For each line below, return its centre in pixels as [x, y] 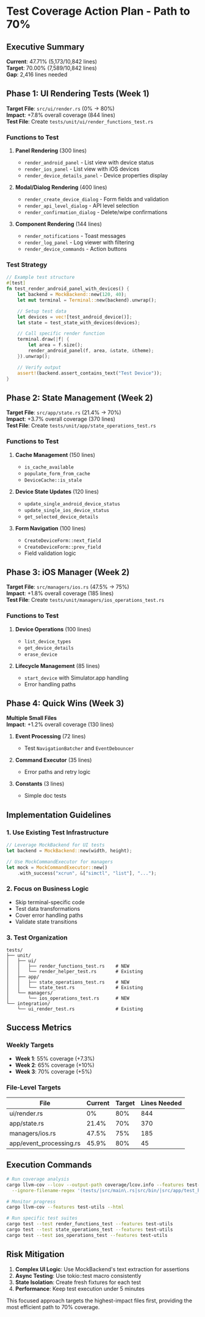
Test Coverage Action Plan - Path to [98, 11]
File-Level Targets [34, 1087]
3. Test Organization [37, 937]
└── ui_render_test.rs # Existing [80, 1009]
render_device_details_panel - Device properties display [96, 176]
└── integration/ [28, 1004]
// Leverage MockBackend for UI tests [56, 845]
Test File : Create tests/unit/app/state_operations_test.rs [81, 426]
